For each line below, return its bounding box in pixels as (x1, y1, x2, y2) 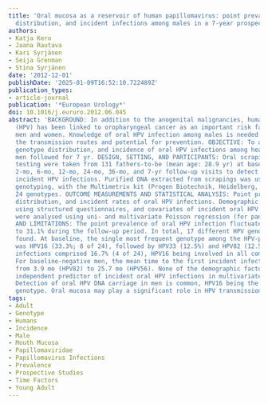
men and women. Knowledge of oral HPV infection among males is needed (15, 130, 259, 138)
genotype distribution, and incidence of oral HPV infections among (15, 146, 248, 154)
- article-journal (8, 94, 69, 102)
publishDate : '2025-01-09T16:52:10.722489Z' (8, 78, 159, 86)
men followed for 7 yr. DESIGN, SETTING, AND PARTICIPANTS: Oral (15, 153, 238, 161)
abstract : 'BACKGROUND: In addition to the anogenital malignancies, (8, 116, 245, 124)
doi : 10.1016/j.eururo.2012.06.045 (8, 109, 127, 117)
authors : (8, 26, 37, 34)
